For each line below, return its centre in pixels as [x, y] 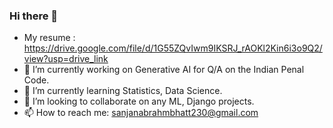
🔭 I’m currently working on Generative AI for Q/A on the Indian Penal [164, 70]
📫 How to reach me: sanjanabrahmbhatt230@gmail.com [141, 113]
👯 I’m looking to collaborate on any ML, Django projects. [139, 101]
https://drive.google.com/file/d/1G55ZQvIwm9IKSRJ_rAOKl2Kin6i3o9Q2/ [173, 48]
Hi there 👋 [34, 16]
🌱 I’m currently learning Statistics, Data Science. [123, 91]
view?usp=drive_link [66, 59]
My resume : [49, 38]
